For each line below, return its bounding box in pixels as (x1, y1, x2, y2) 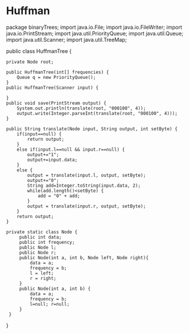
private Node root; (6, 59, 54, 65)
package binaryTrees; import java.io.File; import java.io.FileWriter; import (6, 24, 183, 31)
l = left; (29, 270, 54, 276)
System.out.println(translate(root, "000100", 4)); (16, 105, 146, 111)
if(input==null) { (16, 131, 62, 137)
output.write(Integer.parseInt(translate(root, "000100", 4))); (16, 110, 178, 116)
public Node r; (19, 249, 57, 256)
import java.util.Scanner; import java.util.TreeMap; (6, 36, 127, 43)
